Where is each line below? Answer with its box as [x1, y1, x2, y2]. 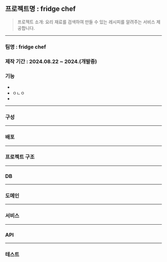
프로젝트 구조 [5, 154, 35, 161]
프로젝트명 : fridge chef [5, 4, 76, 13]
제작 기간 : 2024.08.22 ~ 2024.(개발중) [5, 58, 97, 65]
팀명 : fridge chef [5, 43, 46, 50]
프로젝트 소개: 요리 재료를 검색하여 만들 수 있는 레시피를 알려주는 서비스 [17, 19, 156, 25]
